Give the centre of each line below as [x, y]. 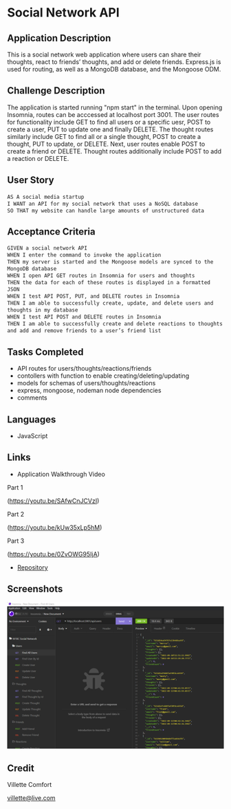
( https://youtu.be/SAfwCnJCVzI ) [53, 501]
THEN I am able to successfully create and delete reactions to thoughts [115, 324]
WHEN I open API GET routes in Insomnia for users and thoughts [101, 276]
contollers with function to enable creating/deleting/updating [103, 376]
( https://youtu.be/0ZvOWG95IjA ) [53, 554]
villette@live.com [32, 798]
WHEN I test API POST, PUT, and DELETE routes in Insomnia [93, 296]
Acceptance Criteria [51, 232]
